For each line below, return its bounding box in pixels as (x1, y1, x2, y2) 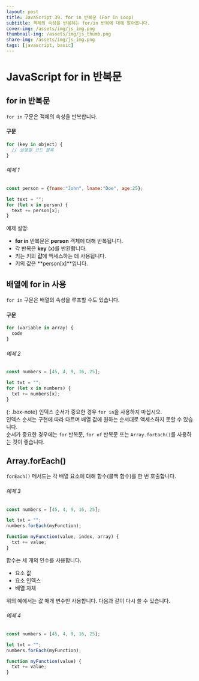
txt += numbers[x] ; (11, 391, 61, 397)
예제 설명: (6, 225, 29, 232)
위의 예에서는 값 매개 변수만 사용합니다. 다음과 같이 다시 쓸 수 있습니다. (6, 597, 171, 604)
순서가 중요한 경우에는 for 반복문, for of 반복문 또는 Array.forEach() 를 (6, 430, 176, 438)
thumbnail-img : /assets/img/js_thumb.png (6, 31, 111, 37)
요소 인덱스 (14, 576, 41, 584)
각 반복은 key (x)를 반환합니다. (14, 245, 87, 252)
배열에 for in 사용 (6, 279, 67, 289)
